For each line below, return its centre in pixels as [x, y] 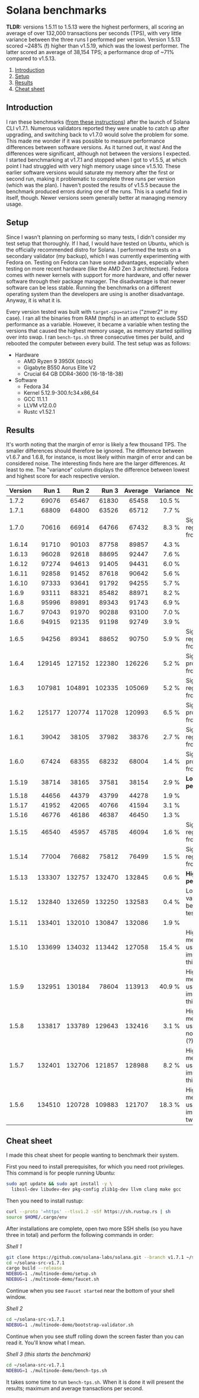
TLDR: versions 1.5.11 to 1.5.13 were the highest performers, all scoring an [95, 27]
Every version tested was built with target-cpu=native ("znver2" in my [92, 311]
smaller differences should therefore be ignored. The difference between [95, 451]
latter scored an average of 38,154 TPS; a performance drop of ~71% [90, 52]
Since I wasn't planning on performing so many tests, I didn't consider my [96, 237]
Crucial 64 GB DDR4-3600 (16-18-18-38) [73, 374]
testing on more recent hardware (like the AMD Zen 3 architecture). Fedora [97, 269]
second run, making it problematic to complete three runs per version [91, 178]
